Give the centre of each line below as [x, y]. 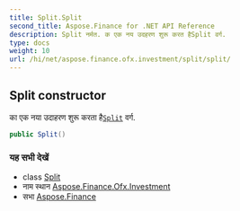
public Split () [38, 134]
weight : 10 [30, 51]
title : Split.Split [46, 18]
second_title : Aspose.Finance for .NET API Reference [112, 26]
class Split [41, 177]
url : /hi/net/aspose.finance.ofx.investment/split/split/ [120, 59]
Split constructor [58, 96]
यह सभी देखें [29, 157]
